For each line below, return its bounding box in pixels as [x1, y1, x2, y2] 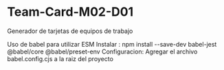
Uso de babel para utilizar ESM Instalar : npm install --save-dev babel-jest [7, 40, 217, 48]
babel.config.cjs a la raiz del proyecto [7, 54, 113, 62]
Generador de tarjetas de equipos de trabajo [7, 27, 133, 35]
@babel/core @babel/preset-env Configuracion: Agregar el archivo [7, 47, 198, 56]
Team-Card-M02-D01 [7, 4, 134, 20]
